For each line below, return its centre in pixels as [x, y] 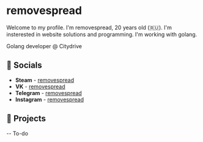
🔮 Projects [26, 119]
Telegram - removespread [49, 93]
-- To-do [17, 133]
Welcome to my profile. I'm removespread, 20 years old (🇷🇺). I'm [89, 27]
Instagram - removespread [50, 99]
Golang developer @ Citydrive [44, 46]
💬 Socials [24, 66]
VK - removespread [40, 87]
